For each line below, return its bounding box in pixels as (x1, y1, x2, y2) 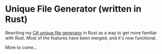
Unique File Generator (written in (5, 3, 142, 15)
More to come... (5, 44, 37, 50)
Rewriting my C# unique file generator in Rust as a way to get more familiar (5, 30, 157, 36)
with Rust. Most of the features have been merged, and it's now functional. (5, 35, 157, 41)
